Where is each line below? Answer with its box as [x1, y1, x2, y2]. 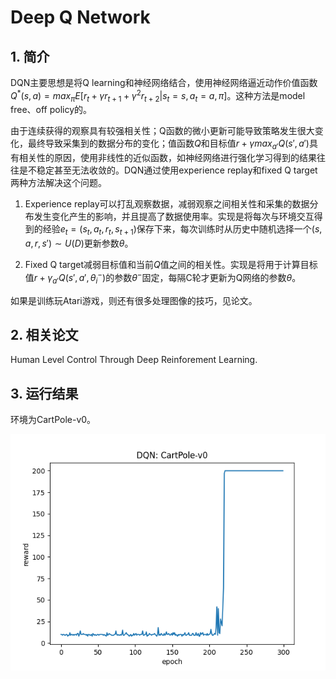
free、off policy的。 [10, 104, 93, 116]
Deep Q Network [10, 6, 151, 29]
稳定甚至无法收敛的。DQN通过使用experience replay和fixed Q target [36, 164, 318, 176]
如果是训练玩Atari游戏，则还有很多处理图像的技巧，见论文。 [10, 294, 258, 306]
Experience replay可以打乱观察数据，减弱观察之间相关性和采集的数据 [24, 198, 310, 210]
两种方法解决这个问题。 [10, 177, 107, 189]
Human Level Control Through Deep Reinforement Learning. [10, 354, 258, 366]
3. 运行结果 [10, 385, 79, 402]
